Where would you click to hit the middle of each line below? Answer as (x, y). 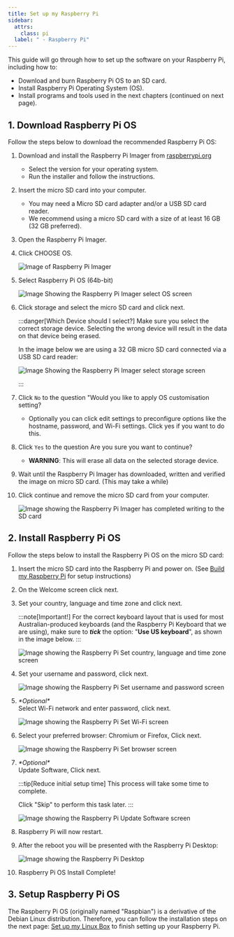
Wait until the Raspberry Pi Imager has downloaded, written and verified (122, 474)
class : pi (35, 33)
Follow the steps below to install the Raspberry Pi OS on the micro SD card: (116, 555)
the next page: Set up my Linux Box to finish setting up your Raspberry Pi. (114, 926)
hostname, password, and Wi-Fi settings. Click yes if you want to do (126, 426)
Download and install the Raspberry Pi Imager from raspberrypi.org (115, 155)
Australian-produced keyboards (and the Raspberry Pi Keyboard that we (122, 624)
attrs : (24, 27)
